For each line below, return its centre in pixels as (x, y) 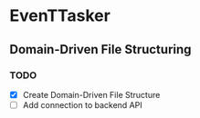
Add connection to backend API (83, 104)
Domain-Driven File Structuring (100, 49)
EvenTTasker (60, 16)
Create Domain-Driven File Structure (91, 94)
